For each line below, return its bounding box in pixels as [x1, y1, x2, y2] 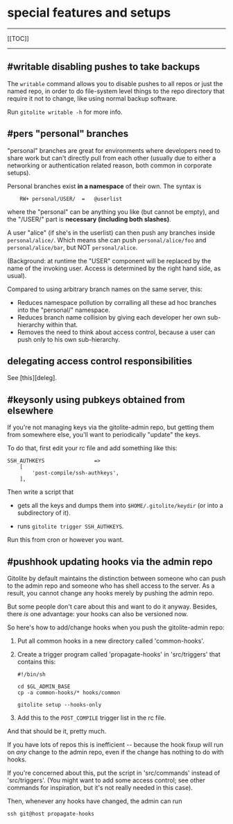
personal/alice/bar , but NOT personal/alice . [7, 243, 138, 252]
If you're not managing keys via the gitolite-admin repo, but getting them [7, 423, 214, 431]
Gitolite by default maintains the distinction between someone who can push [7, 575, 226, 582]
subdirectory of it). [17, 509, 71, 517]
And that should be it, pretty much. [7, 727, 107, 735]
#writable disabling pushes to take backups [7, 61, 200, 73]
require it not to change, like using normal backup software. [7, 94, 178, 102]
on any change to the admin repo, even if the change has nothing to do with [7, 748, 224, 756]
